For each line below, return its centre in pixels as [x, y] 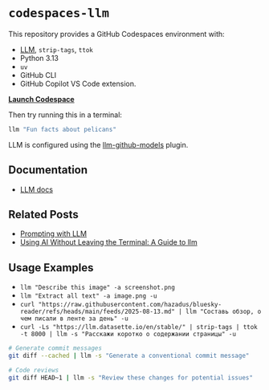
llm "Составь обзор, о [224, 312]
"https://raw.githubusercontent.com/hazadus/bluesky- [130, 305]
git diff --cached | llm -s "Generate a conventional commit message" [129, 356]
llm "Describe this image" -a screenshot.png [97, 288]
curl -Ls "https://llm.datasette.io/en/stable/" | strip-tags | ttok [139, 327]
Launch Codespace [41, 99]
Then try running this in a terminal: [65, 115]
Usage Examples [51, 268]
